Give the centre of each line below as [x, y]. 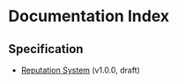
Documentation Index [89, 16]
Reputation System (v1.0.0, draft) [80, 70]
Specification [46, 49]
